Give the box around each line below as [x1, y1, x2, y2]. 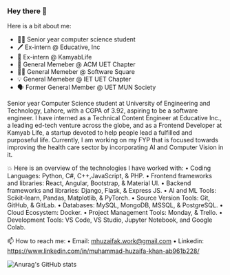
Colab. [7, 223, 26, 231]
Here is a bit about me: [7, 22, 72, 30]
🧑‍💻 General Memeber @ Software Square [17, 68, 136, 76]
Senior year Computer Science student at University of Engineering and [7, 99, 211, 108]
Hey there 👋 [7, 6, 47, 16]
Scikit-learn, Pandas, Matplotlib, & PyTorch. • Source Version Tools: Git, [7, 193, 210, 202]
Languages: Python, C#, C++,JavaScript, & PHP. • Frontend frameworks [7, 172, 212, 180]
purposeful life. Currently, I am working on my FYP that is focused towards [7, 136, 219, 144]
